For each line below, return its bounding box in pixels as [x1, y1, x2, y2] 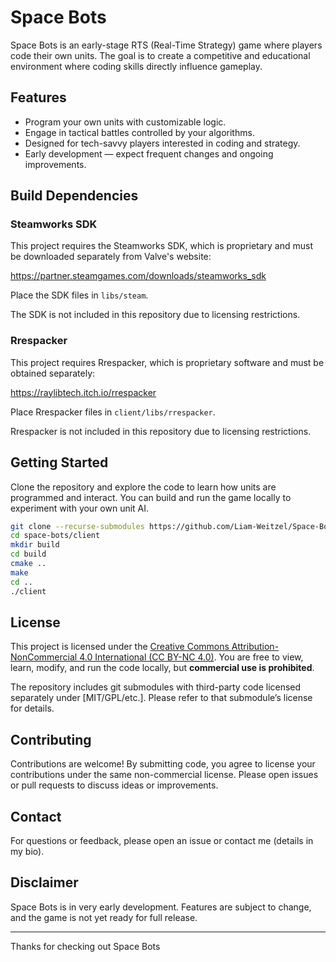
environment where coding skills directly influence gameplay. [10, 60, 263, 72]
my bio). [10, 845, 45, 857]
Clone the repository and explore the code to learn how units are [10, 481, 277, 493]
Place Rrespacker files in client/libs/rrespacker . [10, 406, 216, 418]
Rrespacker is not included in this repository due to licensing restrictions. [10, 425, 312, 437]
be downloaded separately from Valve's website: [10, 251, 212, 263]
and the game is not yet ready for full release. [10, 911, 198, 923]
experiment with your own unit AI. [10, 502, 150, 514]
